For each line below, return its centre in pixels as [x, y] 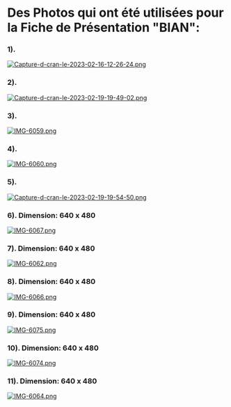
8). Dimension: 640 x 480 [51, 282]
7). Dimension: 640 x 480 [51, 248]
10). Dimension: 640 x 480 [53, 348]
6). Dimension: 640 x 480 [51, 215]
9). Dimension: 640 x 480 [51, 314]
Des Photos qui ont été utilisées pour [115, 13]
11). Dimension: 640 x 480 [52, 381]
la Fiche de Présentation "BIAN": [104, 27]
